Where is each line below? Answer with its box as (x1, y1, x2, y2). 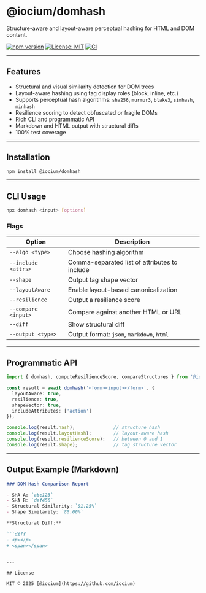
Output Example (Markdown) (6, 465, 120, 475)
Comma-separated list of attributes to (68, 258, 178, 266)
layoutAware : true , (12, 390, 62, 397)
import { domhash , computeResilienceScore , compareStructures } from (6, 374, 188, 380)
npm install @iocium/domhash (6, 168, 81, 174)
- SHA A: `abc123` (6, 492, 53, 498)
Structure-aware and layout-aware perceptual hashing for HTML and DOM (6, 25, 194, 32)
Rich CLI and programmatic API (15, 115, 95, 123)
